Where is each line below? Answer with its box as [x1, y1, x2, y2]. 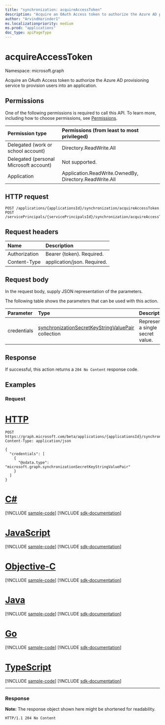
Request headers [5, 227, 59, 236]
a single [139, 324, 157, 331]
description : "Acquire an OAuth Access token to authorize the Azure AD [5, 12, 157, 17]
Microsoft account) [7, 161, 52, 168]
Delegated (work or [7, 141, 53, 148]
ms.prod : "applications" [5, 26, 56, 31]
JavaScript [5, 527, 51, 539]
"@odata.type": [18, 460, 50, 465]
